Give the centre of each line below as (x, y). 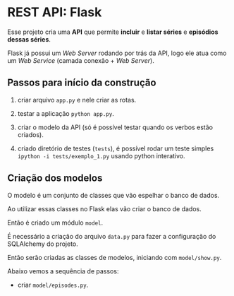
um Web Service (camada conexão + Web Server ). (81, 60)
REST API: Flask (55, 12)
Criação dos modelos (55, 178)
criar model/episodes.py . (53, 285)
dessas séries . (29, 39)
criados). (30, 134)
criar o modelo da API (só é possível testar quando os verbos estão (115, 127)
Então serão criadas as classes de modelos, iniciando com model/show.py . (115, 257)
